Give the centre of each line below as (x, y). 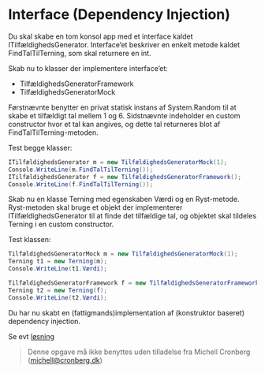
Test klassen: (30, 240)
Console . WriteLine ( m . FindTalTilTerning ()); (81, 170)
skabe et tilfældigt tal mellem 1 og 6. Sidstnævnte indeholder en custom (124, 115)
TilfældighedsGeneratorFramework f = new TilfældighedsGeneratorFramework (134, 283)
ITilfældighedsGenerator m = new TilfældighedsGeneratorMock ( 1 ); (118, 162)
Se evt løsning (32, 336)
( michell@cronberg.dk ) (65, 360)
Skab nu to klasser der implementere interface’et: (88, 68)
